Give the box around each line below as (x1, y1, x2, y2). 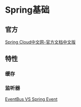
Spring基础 (5, 4, 50, 16)
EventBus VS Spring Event (5, 96, 58, 102)
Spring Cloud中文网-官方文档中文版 (5, 39, 76, 45)
